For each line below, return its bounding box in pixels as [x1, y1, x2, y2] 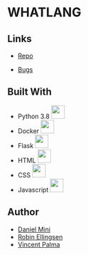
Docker [17, 126, 40, 135]
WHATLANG [7, 4, 82, 21]
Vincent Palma [17, 240, 60, 249]
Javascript [17, 185, 49, 194]
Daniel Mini [17, 225, 51, 234]
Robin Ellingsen [17, 232, 63, 241]
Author [7, 206, 39, 218]
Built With [7, 86, 52, 98]
